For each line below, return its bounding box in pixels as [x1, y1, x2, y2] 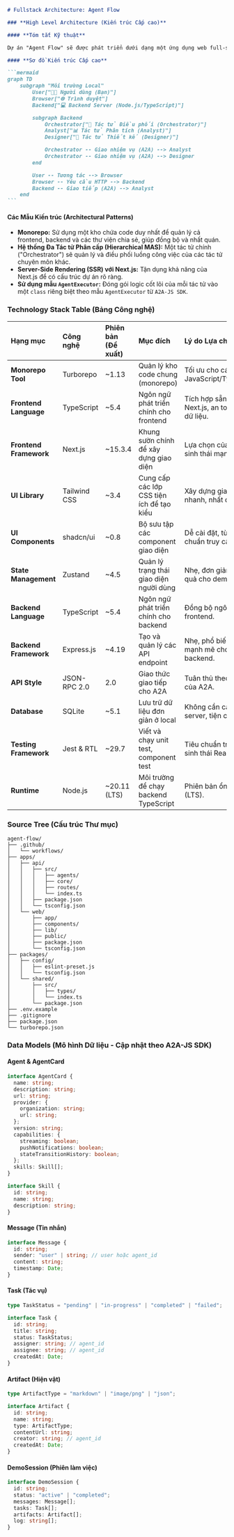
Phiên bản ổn [184, 781, 228, 790]
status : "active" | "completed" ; [13, 1491, 111, 1499]
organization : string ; [19, 1105, 86, 1112]
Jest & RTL [62, 744, 98, 754]
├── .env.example [7, 1006, 58, 1013]
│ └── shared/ [7, 975, 54, 982]
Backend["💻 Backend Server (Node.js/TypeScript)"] [32, 102, 185, 109]
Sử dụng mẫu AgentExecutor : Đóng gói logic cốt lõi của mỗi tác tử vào [17, 280, 218, 288]
